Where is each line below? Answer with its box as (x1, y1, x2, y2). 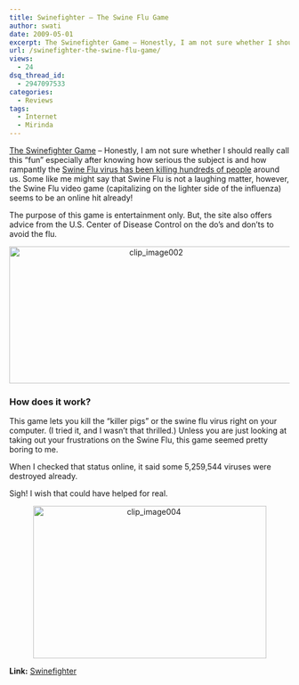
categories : (9, 87, 53, 96)
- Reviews (17, 95, 53, 105)
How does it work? (9, 396, 92, 408)
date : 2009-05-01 (9, 29, 74, 38)
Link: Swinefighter (9, 665, 77, 677)
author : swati (9, 21, 62, 30)
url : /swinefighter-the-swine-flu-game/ (9, 46, 162, 55)
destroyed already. (9, 471, 78, 482)
